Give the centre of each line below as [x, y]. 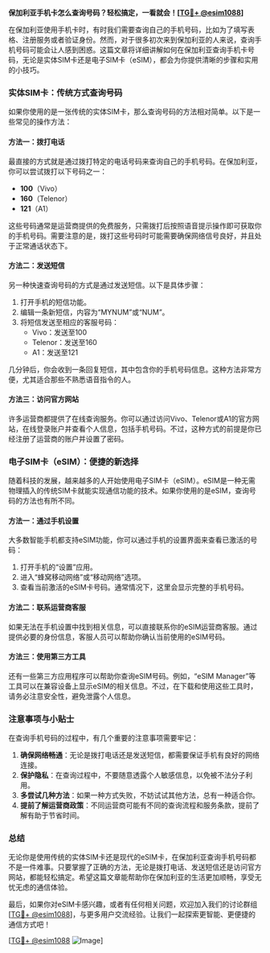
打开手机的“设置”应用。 [59, 567]
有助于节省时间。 [55, 815]
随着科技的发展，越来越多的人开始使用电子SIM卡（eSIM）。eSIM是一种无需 [132, 481]
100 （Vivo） [41, 188]
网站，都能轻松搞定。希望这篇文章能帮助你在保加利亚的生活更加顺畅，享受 [131, 877]
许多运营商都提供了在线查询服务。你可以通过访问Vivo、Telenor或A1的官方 [131, 418]
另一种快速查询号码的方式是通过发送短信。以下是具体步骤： [107, 285]
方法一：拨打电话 [37, 142]
